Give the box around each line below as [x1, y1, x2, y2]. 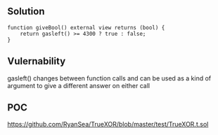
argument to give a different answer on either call [7, 81, 150, 90]
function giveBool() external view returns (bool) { [7, 24, 165, 31]
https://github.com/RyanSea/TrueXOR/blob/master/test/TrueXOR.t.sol [7, 120, 209, 129]
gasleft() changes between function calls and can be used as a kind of [7, 73, 212, 83]
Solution [7, 6, 45, 17]
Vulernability [7, 55, 66, 67]
